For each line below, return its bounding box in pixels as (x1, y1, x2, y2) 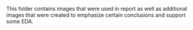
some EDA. (6, 18, 34, 25)
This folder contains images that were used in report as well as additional (6, 5, 188, 12)
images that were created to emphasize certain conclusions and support (6, 11, 186, 19)
